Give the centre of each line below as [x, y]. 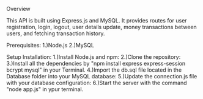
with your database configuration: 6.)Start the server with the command [97, 83]
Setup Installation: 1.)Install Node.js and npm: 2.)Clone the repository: [94, 57]
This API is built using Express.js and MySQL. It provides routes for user [97, 20]
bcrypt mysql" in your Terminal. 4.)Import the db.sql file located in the [94, 70]
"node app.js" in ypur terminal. [45, 89]
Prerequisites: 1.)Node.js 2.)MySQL [50, 45]
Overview [18, 9]
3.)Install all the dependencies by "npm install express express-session [96, 63]
